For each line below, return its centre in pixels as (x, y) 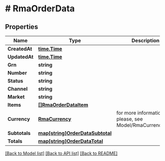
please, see (130, 119)
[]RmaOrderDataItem (63, 105)
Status (15, 81)
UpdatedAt (20, 57)
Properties (22, 27)
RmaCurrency (55, 119)
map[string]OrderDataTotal (70, 141)
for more (126, 113)
